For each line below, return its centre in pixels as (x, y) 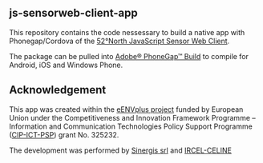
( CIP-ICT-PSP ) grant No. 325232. (64, 134)
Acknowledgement (58, 90)
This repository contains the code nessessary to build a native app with (127, 32)
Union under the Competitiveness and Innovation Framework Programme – (132, 117)
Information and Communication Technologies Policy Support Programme (131, 126)
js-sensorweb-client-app (74, 13)
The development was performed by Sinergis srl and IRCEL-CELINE (120, 150)
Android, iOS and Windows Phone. (66, 65)
